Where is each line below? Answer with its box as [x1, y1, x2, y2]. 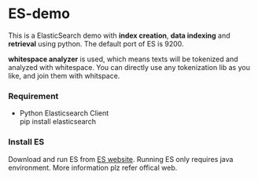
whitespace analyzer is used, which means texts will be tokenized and [8, 54, 238, 64]
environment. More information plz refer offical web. [8, 163, 178, 172]
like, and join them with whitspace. [8, 71, 120, 80]
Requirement [8, 90, 59, 101]
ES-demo [8, 5, 71, 23]
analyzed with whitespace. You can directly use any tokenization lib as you [8, 62, 250, 72]
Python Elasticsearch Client [19, 108, 109, 118]
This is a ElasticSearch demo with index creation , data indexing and [8, 31, 230, 40]
